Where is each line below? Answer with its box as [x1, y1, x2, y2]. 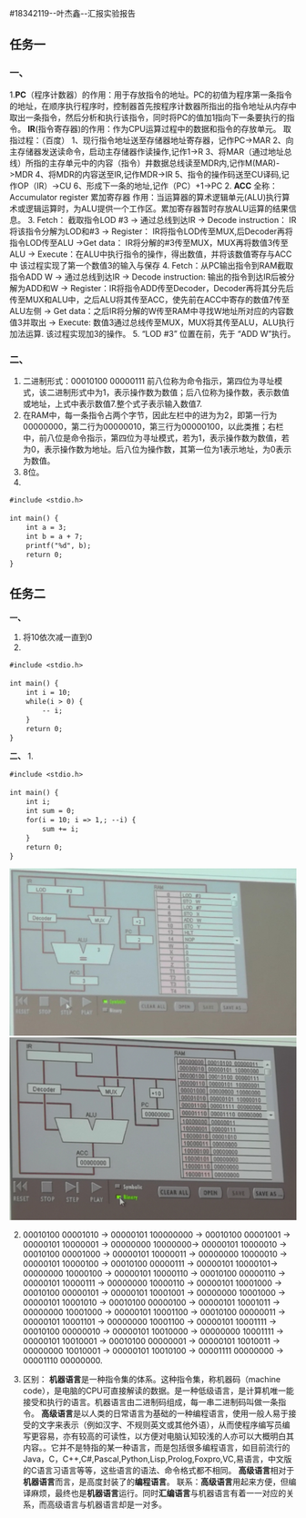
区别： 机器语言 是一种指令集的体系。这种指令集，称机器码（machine [22, 1374, 280, 1385]
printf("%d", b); [25, 541, 92, 550]
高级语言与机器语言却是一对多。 [46, 1499, 167, 1510]
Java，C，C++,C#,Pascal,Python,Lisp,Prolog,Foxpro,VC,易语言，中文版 [22, 1453, 292, 1464]
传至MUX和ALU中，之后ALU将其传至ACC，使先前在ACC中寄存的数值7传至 [9, 294, 290, 305]
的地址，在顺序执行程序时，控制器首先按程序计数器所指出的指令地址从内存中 [9, 100, 297, 111]
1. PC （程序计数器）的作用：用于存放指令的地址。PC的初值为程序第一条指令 [9, 89, 293, 100]
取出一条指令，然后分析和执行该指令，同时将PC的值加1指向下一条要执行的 [9, 112, 287, 123]
